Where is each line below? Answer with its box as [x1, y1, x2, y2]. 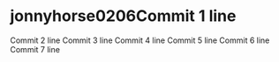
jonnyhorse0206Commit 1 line [10, 6, 237, 26]
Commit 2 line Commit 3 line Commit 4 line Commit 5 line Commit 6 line [10, 35, 270, 45]
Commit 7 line [10, 44, 61, 54]
